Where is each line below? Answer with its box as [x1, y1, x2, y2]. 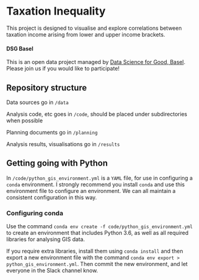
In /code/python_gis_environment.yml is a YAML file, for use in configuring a [6, 174, 193, 181]
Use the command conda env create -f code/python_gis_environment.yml [6, 223, 193, 230]
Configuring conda [6, 209, 64, 217]
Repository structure [6, 82, 87, 93]
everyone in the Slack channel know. [6, 267, 99, 275]
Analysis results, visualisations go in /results [6, 140, 120, 147]
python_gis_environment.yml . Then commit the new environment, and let [6, 261, 188, 268]
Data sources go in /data [6, 99, 69, 106]
